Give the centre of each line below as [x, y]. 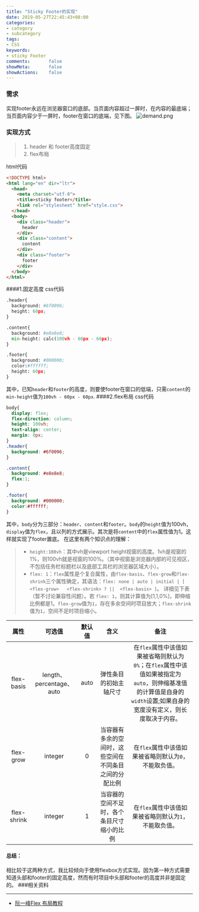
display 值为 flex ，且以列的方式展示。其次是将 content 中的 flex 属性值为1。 [96, 531]
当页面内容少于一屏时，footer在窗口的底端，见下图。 [70, 116]
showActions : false [34, 72]
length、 [54, 675]
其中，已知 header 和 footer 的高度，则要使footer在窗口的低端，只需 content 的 [98, 389]
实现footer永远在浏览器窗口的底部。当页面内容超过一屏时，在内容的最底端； [99, 108]
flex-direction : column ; [42, 419]
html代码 [17, 166]
